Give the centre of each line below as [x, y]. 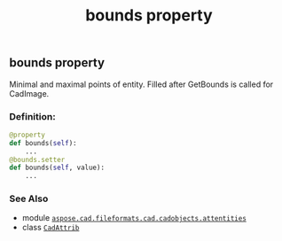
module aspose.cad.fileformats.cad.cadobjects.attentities [134, 218]
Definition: [32, 116]
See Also [29, 198]
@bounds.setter [37, 159]
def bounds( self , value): [57, 168]
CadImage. [29, 93]
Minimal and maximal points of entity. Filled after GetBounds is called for [141, 84]
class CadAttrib [51, 228]
